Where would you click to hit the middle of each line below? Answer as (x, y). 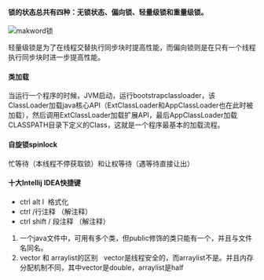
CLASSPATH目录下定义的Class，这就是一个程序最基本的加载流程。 (116, 125)
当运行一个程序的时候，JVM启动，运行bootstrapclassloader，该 (112, 96)
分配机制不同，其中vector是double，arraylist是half (101, 267)
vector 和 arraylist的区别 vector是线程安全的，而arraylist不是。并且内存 (136, 257)
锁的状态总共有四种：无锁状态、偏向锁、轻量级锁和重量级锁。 (108, 12)
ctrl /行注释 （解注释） (56, 211)
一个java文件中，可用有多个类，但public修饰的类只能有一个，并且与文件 (136, 238)
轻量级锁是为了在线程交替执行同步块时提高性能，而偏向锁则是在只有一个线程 (132, 48)
